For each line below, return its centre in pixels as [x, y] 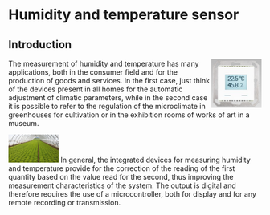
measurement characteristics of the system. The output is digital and [123, 185]
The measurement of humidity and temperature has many [104, 63]
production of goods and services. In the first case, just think [109, 81]
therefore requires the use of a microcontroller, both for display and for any [133, 194]
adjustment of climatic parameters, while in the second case [108, 97]
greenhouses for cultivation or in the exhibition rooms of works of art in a [129, 115]
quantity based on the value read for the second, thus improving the [121, 177]
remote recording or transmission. [65, 203]
